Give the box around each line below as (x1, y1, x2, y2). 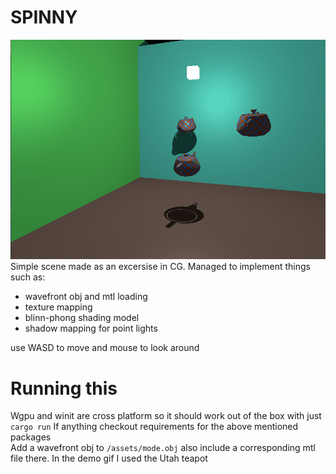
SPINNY (10, 6, 78, 29)
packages (10, 431, 52, 443)
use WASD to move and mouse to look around (10, 342, 200, 354)
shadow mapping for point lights (24, 322, 158, 335)
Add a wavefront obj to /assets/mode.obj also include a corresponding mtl (10, 442, 316, 454)
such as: (10, 271, 46, 283)
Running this (10, 377, 118, 400)
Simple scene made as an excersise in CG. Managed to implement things (10, 261, 311, 273)
